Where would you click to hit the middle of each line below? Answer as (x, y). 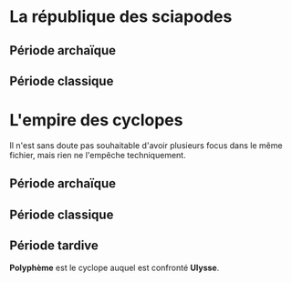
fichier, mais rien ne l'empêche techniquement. (98, 155)
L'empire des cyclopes (96, 121)
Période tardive (54, 246)
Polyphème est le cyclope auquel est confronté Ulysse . (115, 267)
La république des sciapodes (121, 17)
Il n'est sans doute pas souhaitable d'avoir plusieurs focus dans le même (146, 145)
